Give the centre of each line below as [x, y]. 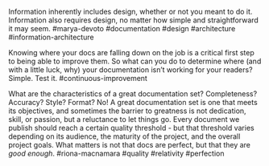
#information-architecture [51, 37]
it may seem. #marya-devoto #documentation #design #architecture [122, 28]
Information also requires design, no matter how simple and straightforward [134, 20]
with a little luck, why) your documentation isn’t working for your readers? [130, 70]
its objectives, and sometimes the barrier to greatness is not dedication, [128, 111]
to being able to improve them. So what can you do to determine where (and [135, 61]
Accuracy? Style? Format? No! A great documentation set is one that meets [133, 102]
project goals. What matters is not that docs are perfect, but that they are [130, 145]
